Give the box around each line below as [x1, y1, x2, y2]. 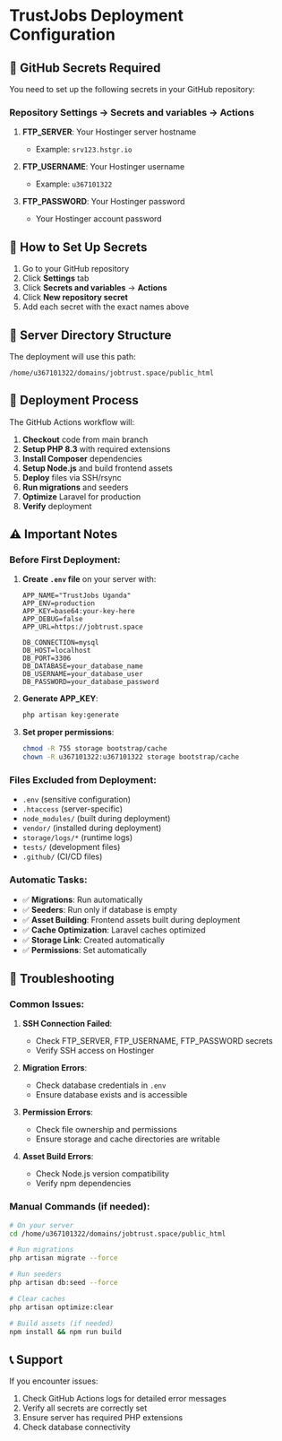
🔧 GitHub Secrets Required [9, 60, 161, 75]
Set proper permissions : [21, 727, 115, 738]
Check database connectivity [21, 1422, 132, 1433]
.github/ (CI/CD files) [21, 851, 103, 862]
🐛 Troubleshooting [9, 971, 115, 986]
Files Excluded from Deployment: [9, 773, 157, 786]
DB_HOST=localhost [21, 647, 91, 655]
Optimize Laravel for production [21, 490, 141, 502]
